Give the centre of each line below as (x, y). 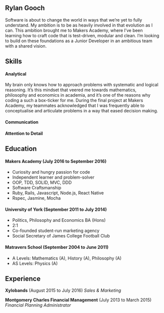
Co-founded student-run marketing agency (56, 231)
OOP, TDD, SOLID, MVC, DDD (42, 183)
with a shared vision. (26, 46)
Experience (23, 278)
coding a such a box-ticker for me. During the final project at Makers (74, 101)
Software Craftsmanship (37, 188)
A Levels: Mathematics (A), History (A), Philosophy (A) (67, 258)
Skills (13, 62)
